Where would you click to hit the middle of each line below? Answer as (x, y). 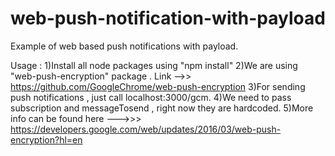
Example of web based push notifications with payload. (124, 46)
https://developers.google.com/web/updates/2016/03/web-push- (146, 129)
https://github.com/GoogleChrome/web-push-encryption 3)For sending (158, 86)
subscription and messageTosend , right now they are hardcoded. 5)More (162, 108)
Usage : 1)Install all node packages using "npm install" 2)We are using (154, 65)
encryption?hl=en (46, 139)
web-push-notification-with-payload (168, 18)
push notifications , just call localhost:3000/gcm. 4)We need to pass (151, 97)
